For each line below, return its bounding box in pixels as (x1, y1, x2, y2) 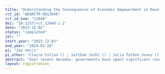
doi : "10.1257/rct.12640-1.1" (5, 20, 67, 26)
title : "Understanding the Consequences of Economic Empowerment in (5, 7, 148, 12)
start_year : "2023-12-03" (5, 39, 58, 44)
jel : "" (5, 35, 21, 39)
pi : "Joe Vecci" (5, 48, 38, 53)
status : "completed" (5, 30, 48, 35)
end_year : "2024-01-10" (5, 43, 54, 48)
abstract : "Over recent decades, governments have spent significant (5, 57, 151, 62)
